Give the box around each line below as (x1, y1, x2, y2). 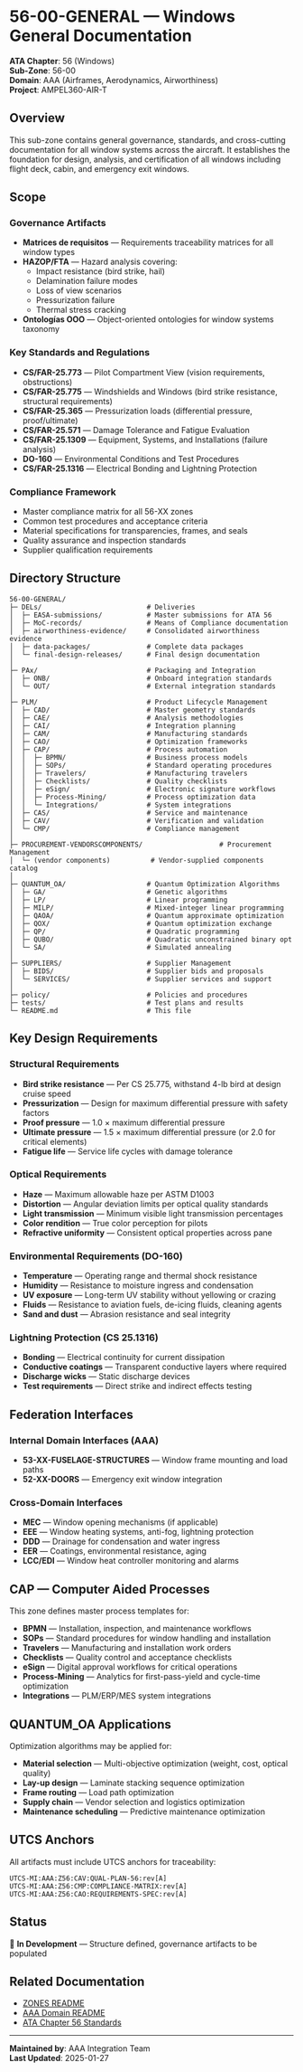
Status (9, 1915, 48, 1930)
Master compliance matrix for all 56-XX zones (22, 506, 194, 517)
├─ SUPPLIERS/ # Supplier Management (9, 959, 232, 968)
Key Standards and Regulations (9, 346, 151, 359)
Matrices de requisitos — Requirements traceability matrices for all (22, 237, 273, 248)
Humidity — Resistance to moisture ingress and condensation (22, 1280, 254, 1291)
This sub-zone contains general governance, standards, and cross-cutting (9, 134, 286, 146)
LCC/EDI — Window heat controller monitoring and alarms (22, 1556, 239, 1566)
